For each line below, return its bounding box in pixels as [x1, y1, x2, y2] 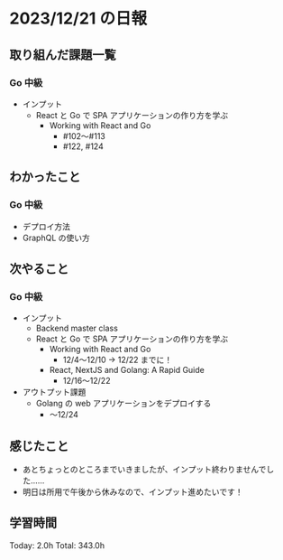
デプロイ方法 [22, 220, 70, 231]
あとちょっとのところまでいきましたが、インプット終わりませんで [22, 464, 267, 475]
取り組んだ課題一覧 [9, 47, 116, 62]
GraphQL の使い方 [22, 232, 90, 243]
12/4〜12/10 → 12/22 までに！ [62, 354, 173, 366]
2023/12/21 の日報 [9, 8, 148, 29]
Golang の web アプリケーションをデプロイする [35, 398, 212, 409]
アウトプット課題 [22, 387, 87, 397]
